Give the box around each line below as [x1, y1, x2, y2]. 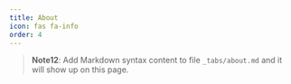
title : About [9, 13, 59, 23]
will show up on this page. [31, 64, 129, 75]
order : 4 [9, 30, 42, 39]
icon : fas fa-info [9, 22, 79, 31]
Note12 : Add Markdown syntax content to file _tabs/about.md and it [31, 55, 283, 66]
